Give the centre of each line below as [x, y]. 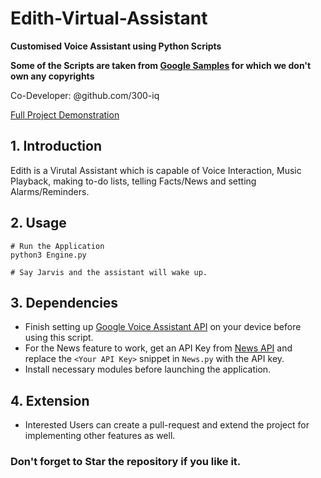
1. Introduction [56, 146]
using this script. [59, 338]
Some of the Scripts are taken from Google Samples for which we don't [161, 65]
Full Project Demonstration [65, 114]
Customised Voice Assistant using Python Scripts [116, 46]
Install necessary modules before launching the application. [148, 369]
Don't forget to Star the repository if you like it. [126, 462]
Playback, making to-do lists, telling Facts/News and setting [133, 181]
